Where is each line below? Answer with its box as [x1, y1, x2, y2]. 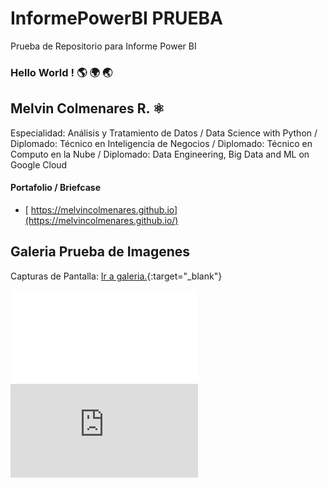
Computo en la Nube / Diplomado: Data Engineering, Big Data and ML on [10, 148, 310, 160]
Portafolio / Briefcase [10, 182, 102, 194]
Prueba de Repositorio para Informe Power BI [10, 40, 197, 52]
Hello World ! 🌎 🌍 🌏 [10, 65, 113, 79]
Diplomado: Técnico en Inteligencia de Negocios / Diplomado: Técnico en [10, 137, 313, 149]
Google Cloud [10, 158, 68, 171]
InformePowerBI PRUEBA [10, 7, 223, 30]
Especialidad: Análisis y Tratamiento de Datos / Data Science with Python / [10, 127, 318, 139]
